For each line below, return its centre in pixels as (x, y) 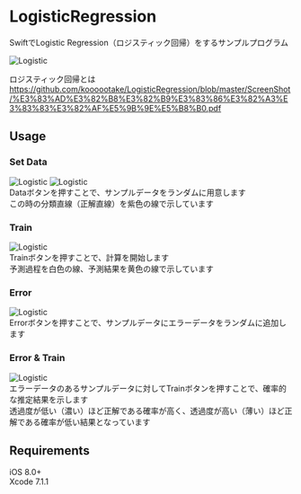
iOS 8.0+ (26, 472)
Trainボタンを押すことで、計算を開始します (89, 257)
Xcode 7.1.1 (29, 481)
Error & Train (37, 358)
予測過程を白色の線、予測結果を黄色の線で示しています (111, 269)
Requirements (49, 450)
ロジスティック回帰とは (53, 79)
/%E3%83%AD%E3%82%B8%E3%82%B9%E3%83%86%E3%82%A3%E (149, 98)
